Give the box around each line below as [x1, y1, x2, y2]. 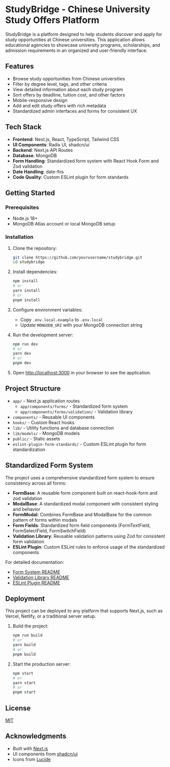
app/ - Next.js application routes [12, 398, 80, 404]
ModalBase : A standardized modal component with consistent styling [12, 500, 159, 506]
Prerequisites [5, 204, 39, 211]
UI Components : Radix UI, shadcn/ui [12, 141, 90, 148]
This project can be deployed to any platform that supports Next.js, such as [5, 608, 163, 614]
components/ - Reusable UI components [12, 414, 95, 420]
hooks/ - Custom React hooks [12, 419, 75, 425]
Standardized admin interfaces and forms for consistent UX [12, 108, 138, 114]
